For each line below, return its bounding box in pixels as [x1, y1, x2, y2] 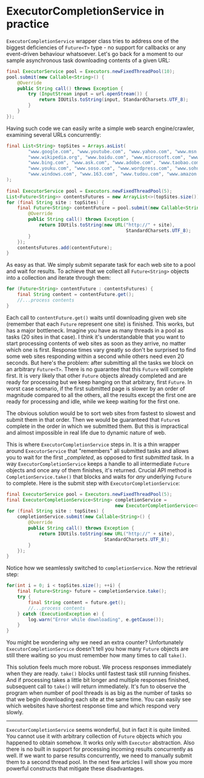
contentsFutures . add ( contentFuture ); [17, 244, 113, 250]
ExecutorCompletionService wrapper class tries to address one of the [6, 37, 179, 44]
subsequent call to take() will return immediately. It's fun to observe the [6, 683, 186, 690]
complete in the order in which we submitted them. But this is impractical [6, 422, 189, 430]
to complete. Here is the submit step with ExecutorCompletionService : [6, 479, 180, 487]
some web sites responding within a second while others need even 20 [6, 353, 185, 360]
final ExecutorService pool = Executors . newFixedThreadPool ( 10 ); [6, 68, 175, 74]
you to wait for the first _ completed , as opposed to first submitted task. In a [6, 453, 194, 461]
